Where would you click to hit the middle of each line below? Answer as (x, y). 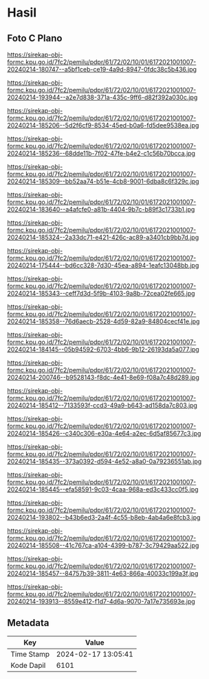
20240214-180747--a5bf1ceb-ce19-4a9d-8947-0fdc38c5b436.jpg (102, 69)
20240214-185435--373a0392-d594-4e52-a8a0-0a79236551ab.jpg (104, 461)
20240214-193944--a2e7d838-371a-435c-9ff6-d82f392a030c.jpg (102, 97)
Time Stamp (30, 654)
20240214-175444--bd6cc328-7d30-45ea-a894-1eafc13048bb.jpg (103, 265)
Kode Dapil (28, 665)
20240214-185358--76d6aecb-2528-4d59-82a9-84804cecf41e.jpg (103, 321)
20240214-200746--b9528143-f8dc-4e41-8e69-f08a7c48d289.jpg (103, 377)
